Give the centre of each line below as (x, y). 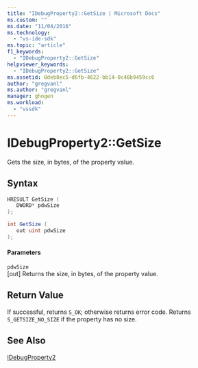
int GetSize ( (27, 224)
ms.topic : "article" (37, 45)
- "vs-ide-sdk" (35, 39)
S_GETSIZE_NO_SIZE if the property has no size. (72, 319)
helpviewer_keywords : (38, 64)
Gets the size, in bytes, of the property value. (71, 162)
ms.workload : (26, 103)
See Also (26, 341)
